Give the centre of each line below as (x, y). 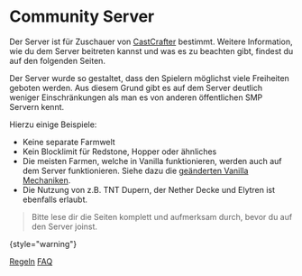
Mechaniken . (46, 180)
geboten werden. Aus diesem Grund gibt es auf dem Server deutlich (136, 87)
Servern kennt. (37, 106)
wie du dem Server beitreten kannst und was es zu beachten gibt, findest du (151, 51)
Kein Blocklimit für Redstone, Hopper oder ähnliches (119, 152)
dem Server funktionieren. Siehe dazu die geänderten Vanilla (135, 170)
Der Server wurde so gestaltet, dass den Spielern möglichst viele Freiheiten (150, 78)
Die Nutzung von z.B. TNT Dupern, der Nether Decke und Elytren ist (149, 189)
